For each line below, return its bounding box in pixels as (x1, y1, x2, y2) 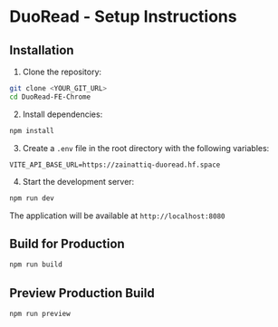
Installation (9, 43, 74, 58)
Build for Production (9, 236, 125, 251)
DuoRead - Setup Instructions (9, 6, 237, 27)
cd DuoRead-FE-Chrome (9, 92, 91, 101)
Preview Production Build (9, 285, 156, 301)
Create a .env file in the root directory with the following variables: (22, 142, 270, 153)
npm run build (9, 260, 63, 269)
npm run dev (9, 193, 54, 203)
